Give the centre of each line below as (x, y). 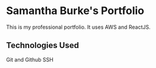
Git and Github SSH (30, 59)
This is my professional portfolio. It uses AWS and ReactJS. (78, 27)
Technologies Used (42, 45)
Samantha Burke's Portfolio (75, 11)
